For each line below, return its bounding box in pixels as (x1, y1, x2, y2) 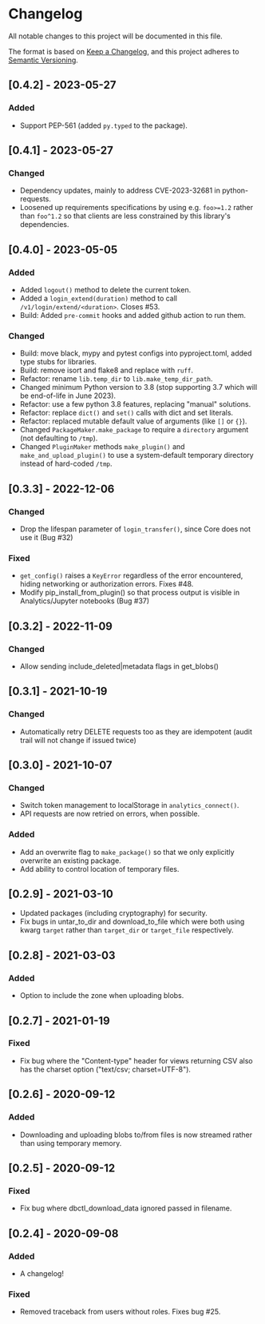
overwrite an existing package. (19, 856, 121, 865)
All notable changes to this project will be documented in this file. (8, 31, 223, 41)
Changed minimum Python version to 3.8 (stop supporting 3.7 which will (19, 383, 258, 392)
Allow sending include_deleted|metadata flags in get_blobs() (19, 661, 220, 671)
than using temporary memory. (19, 1138, 122, 1147)
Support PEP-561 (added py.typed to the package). (19, 121, 188, 130)
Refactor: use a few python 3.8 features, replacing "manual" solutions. (19, 400, 251, 409)
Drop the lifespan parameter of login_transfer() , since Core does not (19, 524, 251, 534)
